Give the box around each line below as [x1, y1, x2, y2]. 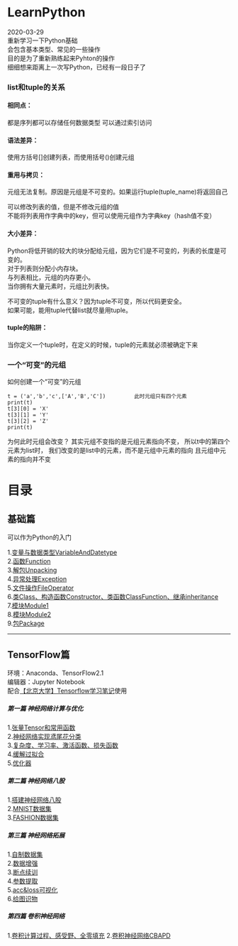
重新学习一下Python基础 [7, 36, 78, 45]
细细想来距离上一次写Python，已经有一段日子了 [7, 62, 147, 71]
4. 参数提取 [7, 876, 38, 885]
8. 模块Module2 [7, 610, 52, 619]
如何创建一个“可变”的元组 [7, 378, 81, 386]
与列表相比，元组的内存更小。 [7, 273, 94, 281]
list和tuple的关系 [7, 82, 66, 92]
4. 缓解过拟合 [7, 749, 45, 758]
